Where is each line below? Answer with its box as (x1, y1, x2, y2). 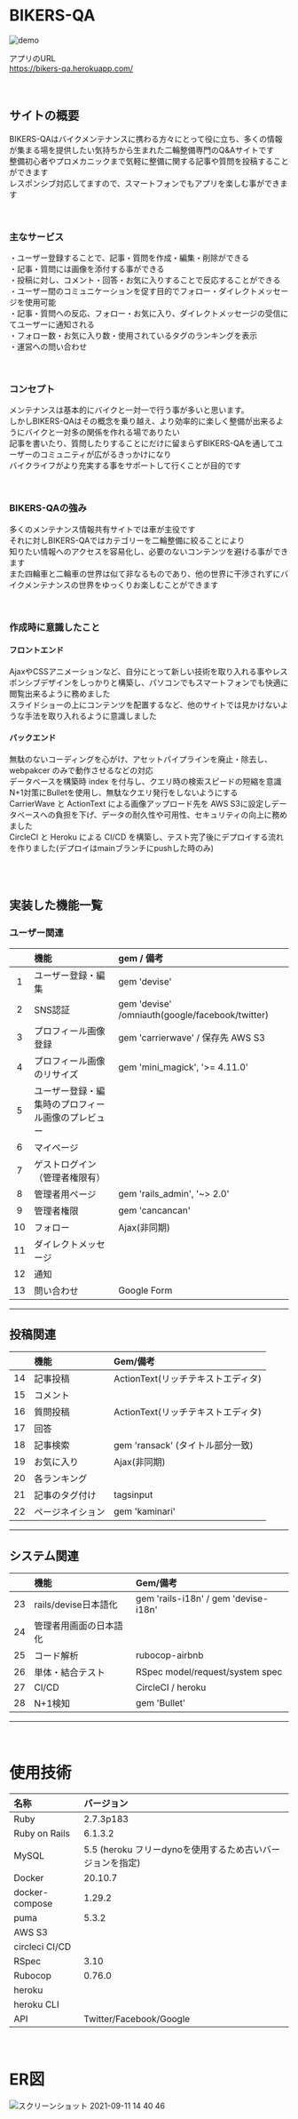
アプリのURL (9, 52, 56, 63)
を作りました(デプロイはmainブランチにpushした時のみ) (9, 842, 215, 853)
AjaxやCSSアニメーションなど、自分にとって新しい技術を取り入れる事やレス (9, 665, 288, 676)
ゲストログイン (34, 1158, 97, 1170)
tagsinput (114, 1489, 153, 1502)
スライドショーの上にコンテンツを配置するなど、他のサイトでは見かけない (9, 699, 281, 710)
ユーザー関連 (9, 927, 64, 939)
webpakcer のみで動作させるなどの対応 (9, 765, 153, 776)
